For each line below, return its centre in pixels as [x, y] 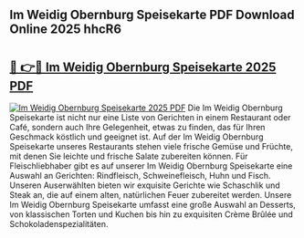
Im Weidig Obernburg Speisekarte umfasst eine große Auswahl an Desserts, [153, 205]
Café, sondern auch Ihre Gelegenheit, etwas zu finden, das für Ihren [137, 127]
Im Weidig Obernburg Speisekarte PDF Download [152, 15]
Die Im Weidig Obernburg [235, 108]
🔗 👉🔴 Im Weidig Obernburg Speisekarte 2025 [143, 67]
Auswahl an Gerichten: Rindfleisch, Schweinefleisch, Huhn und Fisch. [140, 176]
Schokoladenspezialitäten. [59, 224]
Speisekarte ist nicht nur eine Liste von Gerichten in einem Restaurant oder [150, 117]
